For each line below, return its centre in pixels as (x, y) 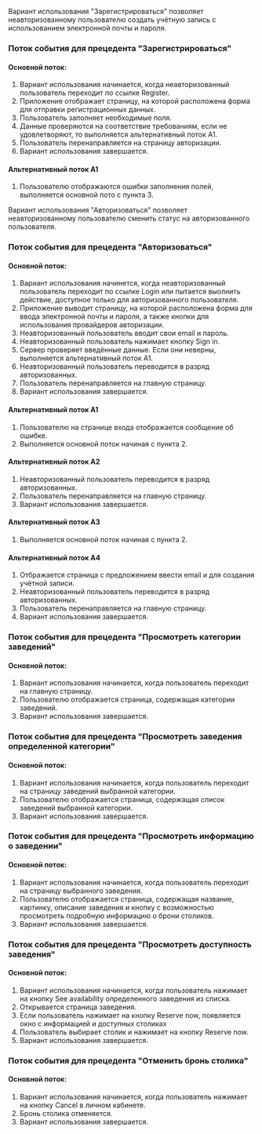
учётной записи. (47, 583)
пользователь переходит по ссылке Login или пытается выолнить (130, 292)
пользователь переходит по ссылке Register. (95, 93)
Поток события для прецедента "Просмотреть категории (125, 637)
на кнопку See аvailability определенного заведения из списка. (125, 998)
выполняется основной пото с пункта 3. (87, 195)
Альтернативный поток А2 (54, 461)
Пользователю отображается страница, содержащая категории (127, 700)
